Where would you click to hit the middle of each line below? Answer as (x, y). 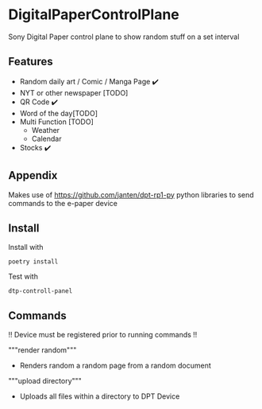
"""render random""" (42, 350)
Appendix (33, 175)
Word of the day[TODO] (58, 113)
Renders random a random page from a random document (116, 366)
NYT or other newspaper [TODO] (74, 92)
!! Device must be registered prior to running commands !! (103, 335)
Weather (46, 130)
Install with (26, 247)
